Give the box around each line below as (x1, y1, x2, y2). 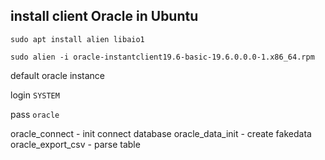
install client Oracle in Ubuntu (10, 8, 199, 25)
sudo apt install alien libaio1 (10, 34, 145, 44)
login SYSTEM (10, 89, 60, 101)
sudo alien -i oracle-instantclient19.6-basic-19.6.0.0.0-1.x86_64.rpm (10, 52, 315, 62)
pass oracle (10, 108, 60, 120)
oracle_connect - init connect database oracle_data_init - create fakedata (10, 127, 312, 139)
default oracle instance (10, 69, 105, 81)
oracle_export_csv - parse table (10, 138, 141, 150)
